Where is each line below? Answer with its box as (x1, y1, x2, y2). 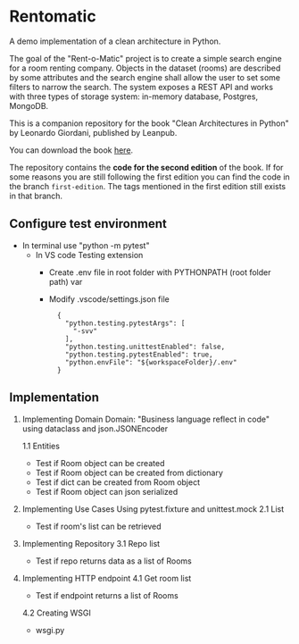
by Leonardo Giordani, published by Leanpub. (9, 127, 178, 138)
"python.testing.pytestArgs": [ (65, 319, 186, 328)
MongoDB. (9, 100, 49, 111)
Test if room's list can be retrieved (35, 521, 162, 531)
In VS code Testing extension (35, 249, 144, 260)
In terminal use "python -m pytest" (21, 239, 150, 251)
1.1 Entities (21, 440, 61, 451)
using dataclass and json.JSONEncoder (21, 422, 168, 434)
